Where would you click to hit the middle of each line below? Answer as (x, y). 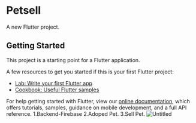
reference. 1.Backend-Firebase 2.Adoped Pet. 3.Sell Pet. (76, 113)
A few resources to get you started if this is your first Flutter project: (90, 72)
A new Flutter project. (33, 27)
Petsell (24, 10)
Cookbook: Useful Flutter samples (57, 90)
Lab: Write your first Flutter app (54, 83)
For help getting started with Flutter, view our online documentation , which (98, 101)
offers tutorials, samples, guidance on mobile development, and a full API (97, 107)
